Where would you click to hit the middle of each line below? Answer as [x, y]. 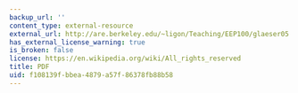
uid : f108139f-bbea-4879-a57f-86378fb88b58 [91, 75]
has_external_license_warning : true [77, 42]
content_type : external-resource [71, 26]
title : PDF [29, 67]
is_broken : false [41, 50]
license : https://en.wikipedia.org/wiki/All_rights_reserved [125, 58]
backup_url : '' [37, 17]
